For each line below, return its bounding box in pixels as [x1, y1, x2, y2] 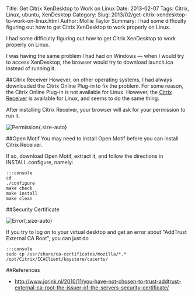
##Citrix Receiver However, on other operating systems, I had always [6, 76, 172, 83]
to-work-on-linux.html [6, 18, 60, 24]
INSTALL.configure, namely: [6, 159, 74, 165]
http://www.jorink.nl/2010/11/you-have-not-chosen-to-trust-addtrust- [14, 278, 182, 285]
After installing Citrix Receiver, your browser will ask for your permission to [6, 106, 186, 113]
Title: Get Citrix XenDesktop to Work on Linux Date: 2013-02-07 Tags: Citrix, [6, 5, 190, 12]
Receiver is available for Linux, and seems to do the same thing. [6, 95, 159, 102]
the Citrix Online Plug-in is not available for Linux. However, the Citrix [6, 89, 172, 95]
